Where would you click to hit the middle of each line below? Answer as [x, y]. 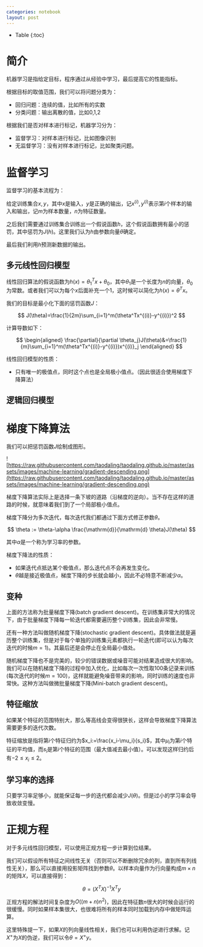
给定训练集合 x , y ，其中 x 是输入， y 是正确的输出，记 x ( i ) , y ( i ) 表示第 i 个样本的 [97, 203]
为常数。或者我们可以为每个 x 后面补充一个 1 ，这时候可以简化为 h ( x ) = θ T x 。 [99, 290]
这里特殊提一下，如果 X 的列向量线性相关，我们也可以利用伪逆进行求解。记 [98, 930]
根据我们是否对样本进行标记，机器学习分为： [62, 125]
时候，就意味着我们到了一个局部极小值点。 [69, 504]
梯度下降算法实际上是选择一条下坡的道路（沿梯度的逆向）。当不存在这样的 [98, 497]
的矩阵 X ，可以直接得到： [37, 876]
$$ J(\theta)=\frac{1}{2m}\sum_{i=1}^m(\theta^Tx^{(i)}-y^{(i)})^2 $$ [101, 315]
